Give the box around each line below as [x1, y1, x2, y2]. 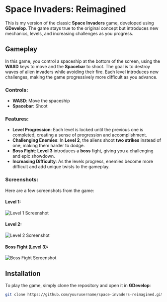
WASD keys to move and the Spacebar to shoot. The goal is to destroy [5, 63, 151, 69]
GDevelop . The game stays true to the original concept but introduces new [5, 25, 159, 31]
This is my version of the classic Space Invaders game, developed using [5, 20, 154, 26]
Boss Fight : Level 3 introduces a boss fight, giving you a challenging [12, 148, 154, 154]
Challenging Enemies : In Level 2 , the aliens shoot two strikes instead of [12, 137, 162, 143]
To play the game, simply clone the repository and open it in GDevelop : [5, 283, 151, 289]
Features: [5, 115, 29, 122]
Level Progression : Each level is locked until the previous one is [12, 127, 144, 133]
